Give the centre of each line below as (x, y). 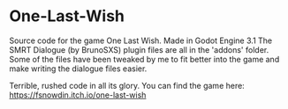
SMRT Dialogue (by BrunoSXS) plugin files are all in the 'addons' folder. (139, 49)
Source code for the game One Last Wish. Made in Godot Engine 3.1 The (140, 40)
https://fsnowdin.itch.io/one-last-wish (78, 95)
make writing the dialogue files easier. (78, 69)
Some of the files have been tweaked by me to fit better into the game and (144, 59)
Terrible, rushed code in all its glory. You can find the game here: (127, 85)
